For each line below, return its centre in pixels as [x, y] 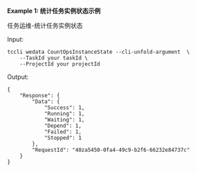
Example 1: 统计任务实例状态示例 [54, 11]
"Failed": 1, [63, 132]
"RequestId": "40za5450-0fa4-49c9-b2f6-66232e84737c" [111, 150]
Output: [18, 77]
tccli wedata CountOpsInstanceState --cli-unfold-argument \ [98, 52]
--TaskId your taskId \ [54, 58]
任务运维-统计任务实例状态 [45, 26]
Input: [16, 39]
